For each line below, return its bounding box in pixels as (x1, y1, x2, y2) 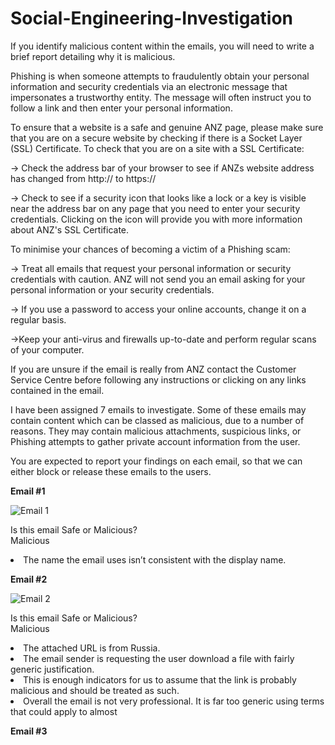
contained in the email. (10, 384, 105, 396)
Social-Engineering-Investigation (10, 7, 294, 30)
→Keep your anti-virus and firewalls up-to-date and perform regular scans (10, 333, 317, 345)
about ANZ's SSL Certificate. (10, 223, 130, 236)
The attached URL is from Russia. (23, 642, 161, 654)
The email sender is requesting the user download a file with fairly (23, 652, 295, 664)
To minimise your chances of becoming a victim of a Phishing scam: (10, 243, 291, 255)
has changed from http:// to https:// (10, 172, 157, 184)
